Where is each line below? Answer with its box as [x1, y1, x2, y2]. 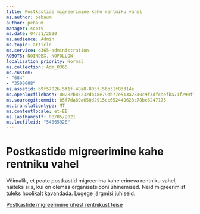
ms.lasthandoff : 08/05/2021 [6, 114, 76, 119]
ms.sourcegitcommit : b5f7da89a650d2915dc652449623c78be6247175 [6, 97, 167, 103]
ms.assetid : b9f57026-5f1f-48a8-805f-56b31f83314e [6, 86, 135, 92]
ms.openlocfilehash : [6, 92, 58, 97]
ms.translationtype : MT [6, 102, 65, 109]
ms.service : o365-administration [6, 48, 89, 53]
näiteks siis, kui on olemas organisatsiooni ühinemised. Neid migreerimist [6, 184, 186, 191]
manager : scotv [6, 25, 44, 32]
